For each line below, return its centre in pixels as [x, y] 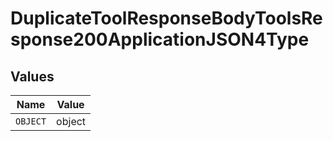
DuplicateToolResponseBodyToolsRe [166, 18]
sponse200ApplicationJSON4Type [160, 39]
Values [32, 76]
